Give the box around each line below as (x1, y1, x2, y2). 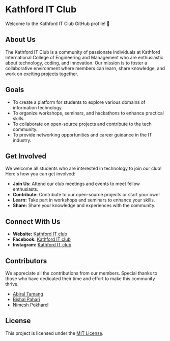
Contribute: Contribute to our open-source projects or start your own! (12, 192, 160, 198)
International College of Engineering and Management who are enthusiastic (5, 54, 164, 60)
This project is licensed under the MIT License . (5, 330, 104, 336)
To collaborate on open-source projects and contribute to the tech (12, 121, 152, 127)
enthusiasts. (12, 186, 39, 192)
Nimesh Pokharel (12, 302, 49, 308)
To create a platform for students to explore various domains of (12, 99, 146, 105)
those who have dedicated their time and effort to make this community (5, 276, 155, 282)
